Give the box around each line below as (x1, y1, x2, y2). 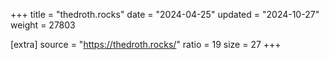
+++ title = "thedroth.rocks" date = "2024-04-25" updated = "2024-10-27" (10, 9, 320, 20)
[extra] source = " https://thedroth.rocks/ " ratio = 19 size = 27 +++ (10, 39, 282, 50)
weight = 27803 (10, 19, 76, 31)
